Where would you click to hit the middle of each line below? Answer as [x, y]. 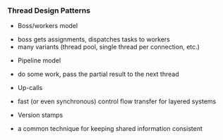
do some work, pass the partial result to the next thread [98, 74]
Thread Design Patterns [49, 11]
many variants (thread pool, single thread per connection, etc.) [108, 47]
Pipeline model [39, 61]
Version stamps [40, 115]
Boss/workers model [48, 26]
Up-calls [30, 88]
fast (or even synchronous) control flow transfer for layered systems [117, 101]
